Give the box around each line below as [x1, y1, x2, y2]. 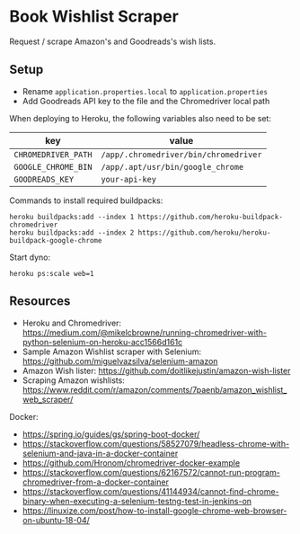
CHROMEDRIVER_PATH [13, 149, 93, 159]
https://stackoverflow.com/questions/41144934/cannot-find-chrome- [22, 485, 280, 496]
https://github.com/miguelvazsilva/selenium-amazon [22, 355, 218, 366]
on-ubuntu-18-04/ [22, 514, 90, 525]
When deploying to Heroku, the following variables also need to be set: [9, 112, 272, 123]
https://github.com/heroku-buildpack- [137, 212, 283, 221]
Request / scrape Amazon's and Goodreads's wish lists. [9, 36, 216, 47]
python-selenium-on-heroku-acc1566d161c [22, 336, 183, 347]
